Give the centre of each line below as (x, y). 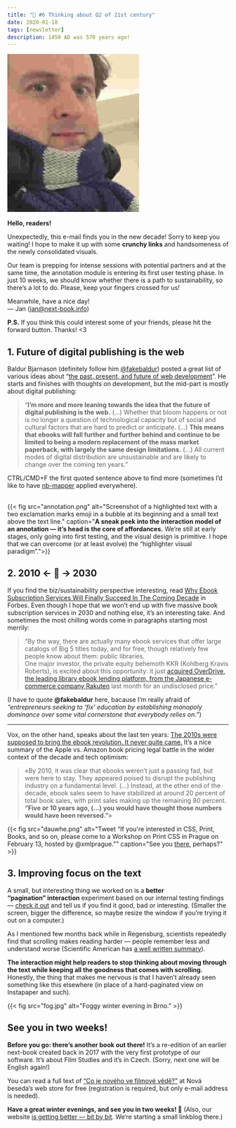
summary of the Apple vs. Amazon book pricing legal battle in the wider (111, 749)
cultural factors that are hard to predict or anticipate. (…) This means (124, 427)
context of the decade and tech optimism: (68, 757)
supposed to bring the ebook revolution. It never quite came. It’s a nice (110, 742)
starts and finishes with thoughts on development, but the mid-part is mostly (118, 384)
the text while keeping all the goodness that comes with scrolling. (105, 969)
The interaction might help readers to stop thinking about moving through (117, 962)
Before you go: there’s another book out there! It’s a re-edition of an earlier (117, 1044)
